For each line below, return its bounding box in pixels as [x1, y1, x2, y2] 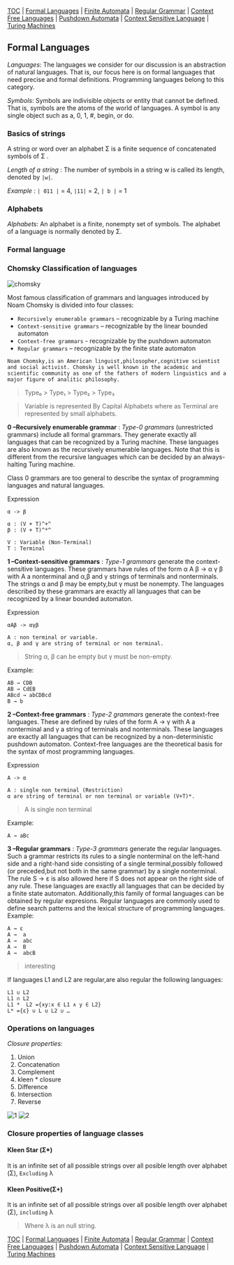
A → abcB [7, 949, 36, 956]
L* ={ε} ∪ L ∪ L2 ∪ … [7, 1007, 71, 1014]
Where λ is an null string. [24, 1222, 96, 1230]
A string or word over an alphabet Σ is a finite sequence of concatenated [7, 144, 217, 153]
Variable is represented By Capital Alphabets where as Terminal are [24, 401, 219, 410]
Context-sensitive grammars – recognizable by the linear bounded [17, 322, 208, 330]
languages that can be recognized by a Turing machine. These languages [7, 438, 219, 446]
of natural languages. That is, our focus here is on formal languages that [7, 67, 215, 76]
